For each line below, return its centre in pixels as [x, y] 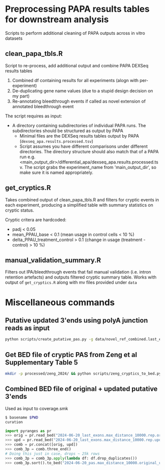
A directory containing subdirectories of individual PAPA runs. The [79, 125]
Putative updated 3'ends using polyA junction [77, 320]
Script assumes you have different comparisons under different [83, 146]
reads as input [27, 328]
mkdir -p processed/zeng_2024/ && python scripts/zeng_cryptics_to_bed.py [83, 374]
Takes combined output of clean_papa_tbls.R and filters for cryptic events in [82, 199]
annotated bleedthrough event [43, 106]
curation [14, 422]
